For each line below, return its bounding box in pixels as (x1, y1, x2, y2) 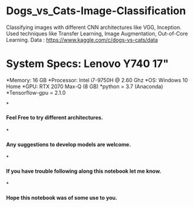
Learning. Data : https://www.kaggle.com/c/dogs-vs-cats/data (6, 36, 158, 43)
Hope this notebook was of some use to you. (6, 194, 118, 202)
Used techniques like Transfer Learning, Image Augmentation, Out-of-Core (6, 30, 188, 37)
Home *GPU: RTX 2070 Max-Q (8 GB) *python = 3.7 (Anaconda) (6, 83, 163, 90)
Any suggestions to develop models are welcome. (6, 141, 131, 148)
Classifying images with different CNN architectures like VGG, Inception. (6, 24, 182, 31)
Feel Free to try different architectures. (6, 114, 103, 121)
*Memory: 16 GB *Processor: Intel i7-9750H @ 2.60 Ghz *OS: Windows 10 (6, 76, 188, 83)
